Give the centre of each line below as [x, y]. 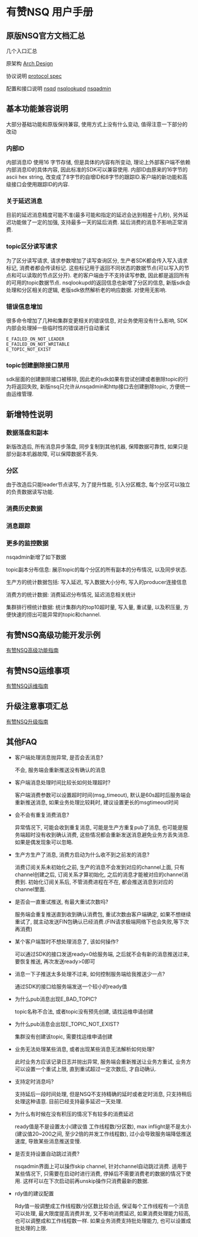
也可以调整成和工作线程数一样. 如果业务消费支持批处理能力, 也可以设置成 [103, 1220]
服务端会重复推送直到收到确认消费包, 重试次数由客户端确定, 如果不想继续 [103, 914]
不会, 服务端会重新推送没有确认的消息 [60, 770]
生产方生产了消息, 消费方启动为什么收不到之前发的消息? [82, 855]
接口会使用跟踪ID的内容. [40, 184]
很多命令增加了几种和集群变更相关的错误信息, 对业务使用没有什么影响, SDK [97, 321]
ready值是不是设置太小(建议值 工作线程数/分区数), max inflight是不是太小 [103, 1126]
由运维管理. [20, 394]
